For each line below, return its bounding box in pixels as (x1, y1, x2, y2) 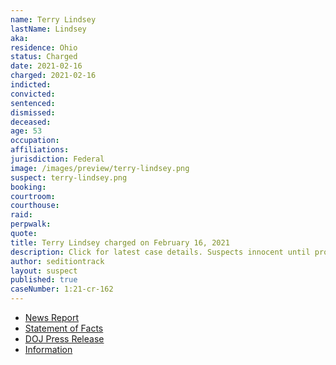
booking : (10, 182, 47, 192)
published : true (10, 275, 78, 285)
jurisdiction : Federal (10, 154, 105, 164)
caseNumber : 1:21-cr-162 (10, 284, 114, 295)
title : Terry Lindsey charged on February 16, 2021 (10, 237, 230, 248)
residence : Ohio (10, 42, 78, 53)
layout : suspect (10, 266, 78, 276)
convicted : (10, 89, 56, 99)
